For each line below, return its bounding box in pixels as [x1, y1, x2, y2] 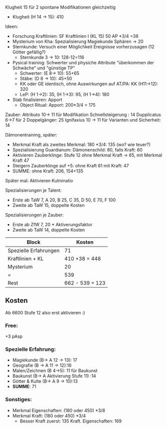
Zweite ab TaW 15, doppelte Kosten [12, 202, 85, 208]
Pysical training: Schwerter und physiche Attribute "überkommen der [12, 60, 155, 65]
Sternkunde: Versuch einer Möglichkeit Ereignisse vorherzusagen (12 [12, 44, 155, 49]
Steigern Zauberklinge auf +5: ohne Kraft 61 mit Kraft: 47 [12, 163, 129, 168]
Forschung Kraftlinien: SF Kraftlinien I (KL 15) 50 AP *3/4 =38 [12, 33, 139, 39]
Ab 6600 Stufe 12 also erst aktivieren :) [5, 309, 85, 315]
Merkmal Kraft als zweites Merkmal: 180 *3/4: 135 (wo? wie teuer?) [12, 142, 151, 147]
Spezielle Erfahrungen [7, 247, 60, 254]
